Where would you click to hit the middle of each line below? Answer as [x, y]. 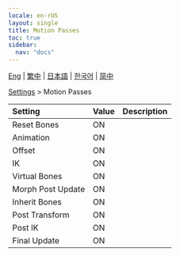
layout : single [33, 23]
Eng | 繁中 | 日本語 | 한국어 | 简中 [61, 76]
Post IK [25, 228]
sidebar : [23, 45]
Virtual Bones [37, 176]
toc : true [25, 38]
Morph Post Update [49, 189]
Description [145, 111]
